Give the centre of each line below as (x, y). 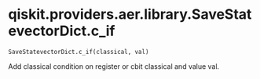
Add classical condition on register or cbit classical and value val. (114, 66)
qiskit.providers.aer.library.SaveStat (130, 14)
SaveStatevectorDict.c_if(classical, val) (79, 52)
